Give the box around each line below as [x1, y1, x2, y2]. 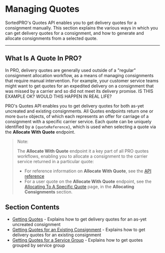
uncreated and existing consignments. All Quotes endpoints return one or [5, 108, 154, 114]
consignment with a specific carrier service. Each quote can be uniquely [5, 118, 152, 124]
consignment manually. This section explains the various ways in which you [5, 25, 158, 30]
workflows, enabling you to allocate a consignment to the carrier [17, 153, 148, 159]
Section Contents [5, 203, 60, 212]
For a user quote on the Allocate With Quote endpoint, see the [24, 178, 152, 184]
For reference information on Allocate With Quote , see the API [24, 168, 151, 174]
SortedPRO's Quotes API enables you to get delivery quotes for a [5, 20, 137, 26]
